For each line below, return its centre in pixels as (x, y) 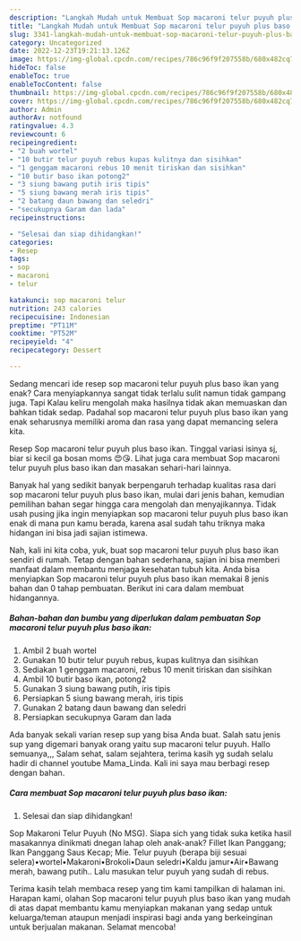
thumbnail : (30, 92)
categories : (31, 242)
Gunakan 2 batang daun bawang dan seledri (104, 707)
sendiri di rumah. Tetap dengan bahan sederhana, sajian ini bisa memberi (145, 559)
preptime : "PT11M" (43, 325)
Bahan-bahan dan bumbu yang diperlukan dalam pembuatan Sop (135, 618)
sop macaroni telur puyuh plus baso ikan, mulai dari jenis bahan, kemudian (147, 494)
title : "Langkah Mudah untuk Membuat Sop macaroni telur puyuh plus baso (150, 26)
